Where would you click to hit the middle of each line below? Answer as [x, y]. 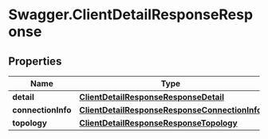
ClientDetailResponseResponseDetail [152, 97]
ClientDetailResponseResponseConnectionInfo [171, 110]
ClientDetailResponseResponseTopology [158, 123]
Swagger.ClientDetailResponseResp [131, 15]
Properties [35, 61]
